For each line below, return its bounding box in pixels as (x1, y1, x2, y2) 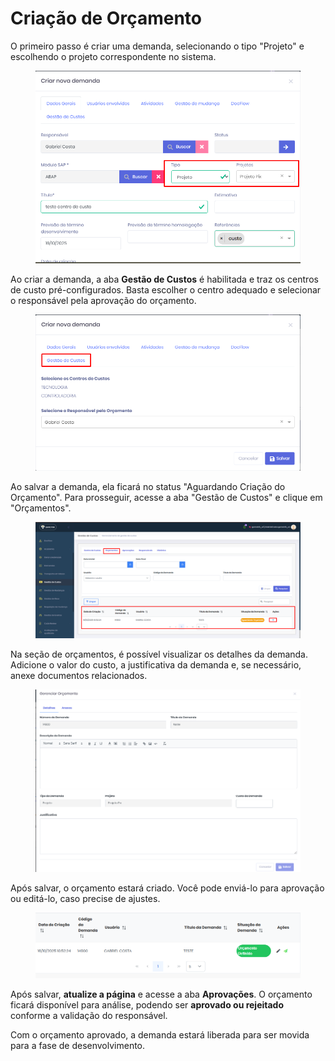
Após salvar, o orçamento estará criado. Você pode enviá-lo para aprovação (10, 882, 325, 894)
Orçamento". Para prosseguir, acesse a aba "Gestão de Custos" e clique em (10, 491, 323, 503)
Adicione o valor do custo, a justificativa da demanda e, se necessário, (10, 658, 302, 671)
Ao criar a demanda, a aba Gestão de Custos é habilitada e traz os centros (10, 273, 319, 285)
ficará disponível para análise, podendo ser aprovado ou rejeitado (10, 999, 285, 1011)
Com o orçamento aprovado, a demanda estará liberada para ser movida (10, 1029, 310, 1041)
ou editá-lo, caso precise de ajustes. (10, 892, 161, 904)
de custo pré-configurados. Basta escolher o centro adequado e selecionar (10, 283, 322, 296)
